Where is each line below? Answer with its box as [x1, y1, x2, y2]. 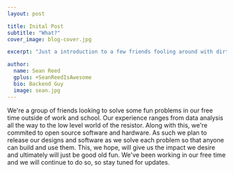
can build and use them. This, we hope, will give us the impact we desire [7, 143, 216, 151]
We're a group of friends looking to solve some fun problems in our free [7, 106, 214, 114]
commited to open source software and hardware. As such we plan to [7, 128, 208, 137]
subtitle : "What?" [7, 29, 61, 36]
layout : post [7, 10, 45, 17]
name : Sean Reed [13, 68, 61, 75]
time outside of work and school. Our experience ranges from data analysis [7, 113, 224, 122]
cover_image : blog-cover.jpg [7, 36, 92, 43]
